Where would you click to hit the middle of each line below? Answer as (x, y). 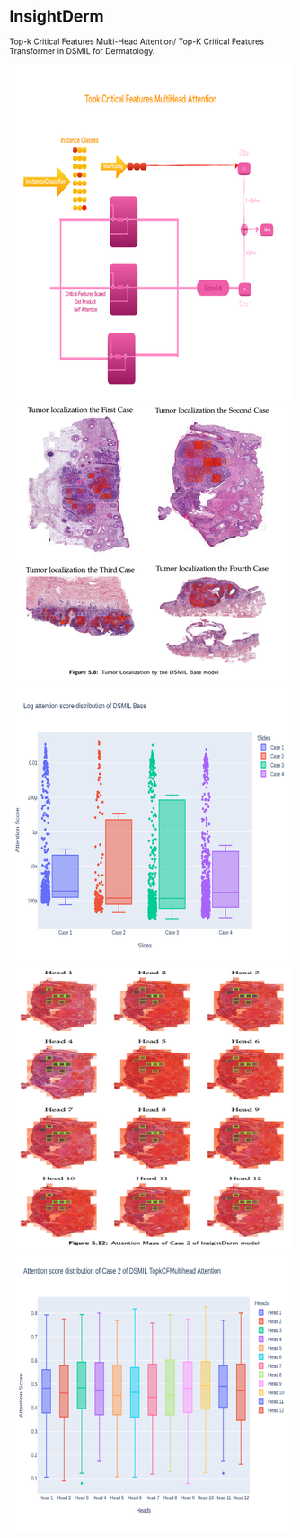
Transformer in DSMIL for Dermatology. (82, 50)
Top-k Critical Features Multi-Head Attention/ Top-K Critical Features (137, 41)
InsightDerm (57, 17)
